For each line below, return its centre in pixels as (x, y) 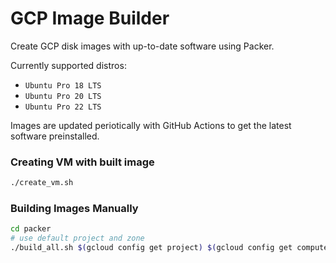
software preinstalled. (55, 136)
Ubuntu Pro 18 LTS (63, 85)
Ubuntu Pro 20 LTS (63, 96)
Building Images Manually (74, 209)
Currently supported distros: (68, 65)
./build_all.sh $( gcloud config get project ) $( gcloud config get (151, 248)
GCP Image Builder (90, 18)
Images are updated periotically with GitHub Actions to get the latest (151, 125)
